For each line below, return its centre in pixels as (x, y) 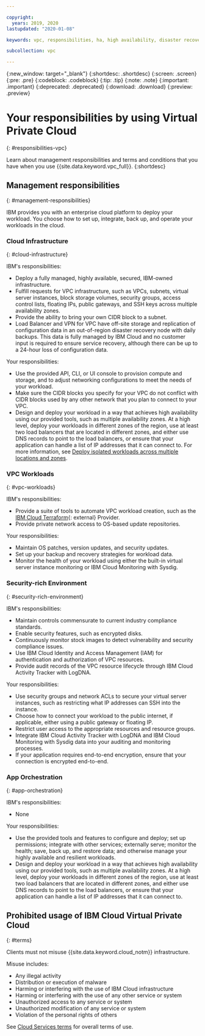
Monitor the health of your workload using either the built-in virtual (99, 561)
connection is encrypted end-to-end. (62, 761)
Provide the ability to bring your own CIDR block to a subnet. (91, 317)
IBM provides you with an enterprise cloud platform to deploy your (90, 212)
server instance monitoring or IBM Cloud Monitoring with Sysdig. (96, 567)
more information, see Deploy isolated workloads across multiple (97, 452)
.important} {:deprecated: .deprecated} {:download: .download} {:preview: (100, 87)
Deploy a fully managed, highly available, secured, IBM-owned (94, 278)
